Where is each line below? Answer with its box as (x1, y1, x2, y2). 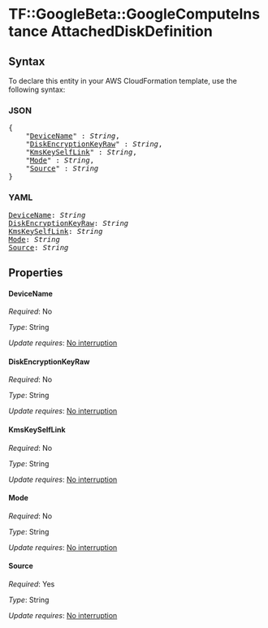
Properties (8, 266, 63, 279)
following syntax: (8, 84, 66, 94)
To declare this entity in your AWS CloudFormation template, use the (8, 76, 237, 85)
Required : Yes (8, 579, 55, 589)
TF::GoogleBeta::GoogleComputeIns (8, 5, 261, 24)
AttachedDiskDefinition (50, 22, 213, 41)
